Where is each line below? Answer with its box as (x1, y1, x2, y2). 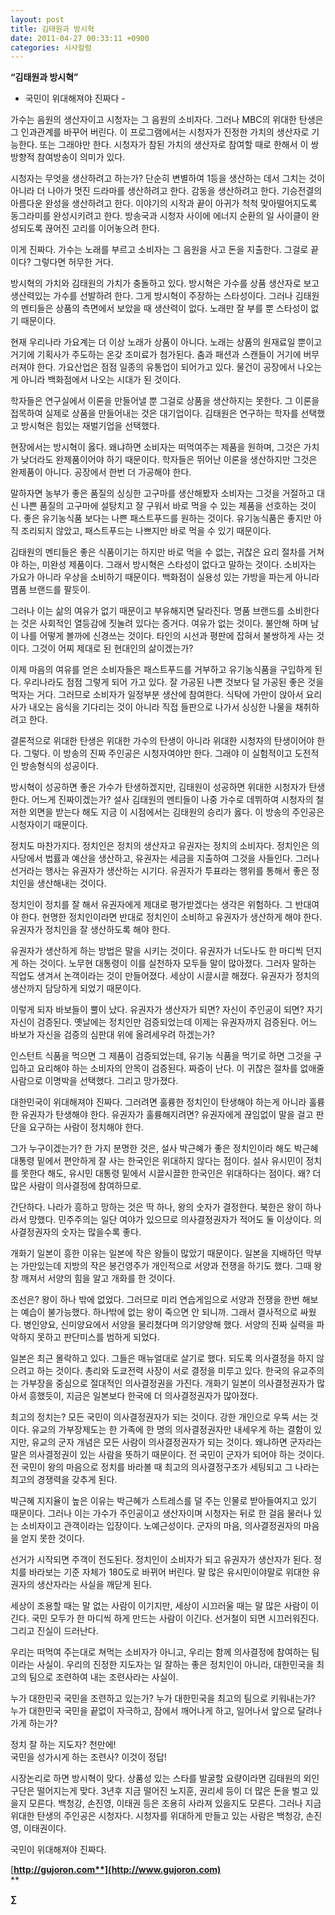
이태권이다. (23, 1822, 67, 1835)
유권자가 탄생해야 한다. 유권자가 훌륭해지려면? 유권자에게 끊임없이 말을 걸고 (20, 1109, 314, 1121)
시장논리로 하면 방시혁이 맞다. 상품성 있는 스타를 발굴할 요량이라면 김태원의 (10, 1772, 302, 1785)
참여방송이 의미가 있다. (36, 151, 126, 163)
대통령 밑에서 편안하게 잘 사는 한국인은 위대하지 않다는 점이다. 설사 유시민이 (10, 1155, 304, 1167)
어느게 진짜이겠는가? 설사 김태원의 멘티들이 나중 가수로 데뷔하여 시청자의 (31, 794, 314, 806)
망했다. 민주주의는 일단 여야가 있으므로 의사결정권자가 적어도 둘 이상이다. (28, 1214, 312, 1226)
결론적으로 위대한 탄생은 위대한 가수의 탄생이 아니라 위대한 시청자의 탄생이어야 (10, 735, 315, 747)
